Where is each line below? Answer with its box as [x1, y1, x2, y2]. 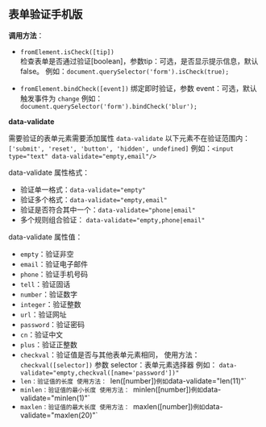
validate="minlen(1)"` [19, 393, 90, 403]
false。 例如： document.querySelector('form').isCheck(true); [19, 66, 230, 76]
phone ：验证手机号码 [19, 269, 89, 279]
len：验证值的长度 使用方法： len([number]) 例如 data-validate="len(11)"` [19, 375, 247, 385]
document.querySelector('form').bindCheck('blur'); [19, 102, 197, 110]
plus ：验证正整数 [19, 339, 78, 349]
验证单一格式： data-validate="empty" [19, 184, 147, 194]
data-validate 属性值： [8, 232, 83, 242]
